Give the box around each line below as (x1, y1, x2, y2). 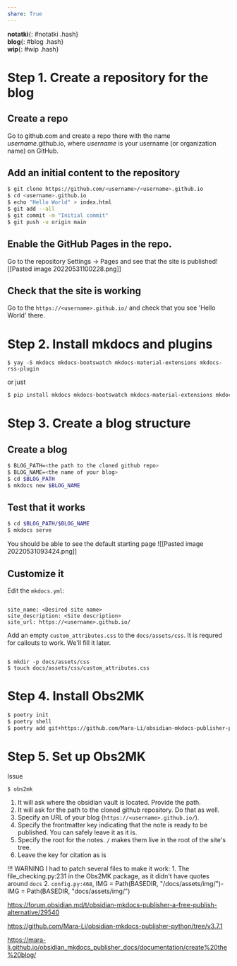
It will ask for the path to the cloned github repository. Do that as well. (17, 805, 220, 814)
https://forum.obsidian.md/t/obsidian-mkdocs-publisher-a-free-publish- (7, 900, 217, 909)
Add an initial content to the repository (7, 167, 181, 179)
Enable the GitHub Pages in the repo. (7, 238, 172, 250)
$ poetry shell (7, 718, 52, 725)
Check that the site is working (7, 284, 141, 297)
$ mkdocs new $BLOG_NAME (7, 482, 80, 489)
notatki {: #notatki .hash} (7, 30, 79, 38)
